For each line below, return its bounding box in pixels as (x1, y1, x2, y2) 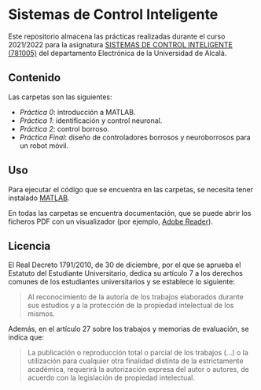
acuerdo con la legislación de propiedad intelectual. (27, 373, 195, 383)
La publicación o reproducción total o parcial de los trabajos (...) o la (27, 348, 249, 358)
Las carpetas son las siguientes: (8, 92, 112, 102)
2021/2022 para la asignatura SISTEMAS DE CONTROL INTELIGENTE (8, 39, 233, 49)
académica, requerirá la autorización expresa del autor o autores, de (27, 365, 249, 374)
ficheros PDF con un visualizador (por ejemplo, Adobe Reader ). (8, 217, 214, 226)
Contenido (8, 71, 61, 84)
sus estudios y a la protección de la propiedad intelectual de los (27, 301, 234, 310)
